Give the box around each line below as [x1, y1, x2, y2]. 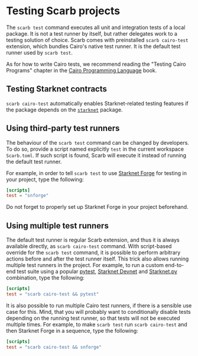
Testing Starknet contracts [6, 84, 108, 94]
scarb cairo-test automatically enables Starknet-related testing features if [6, 100, 189, 107]
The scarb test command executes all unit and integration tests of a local [6, 24, 186, 31]
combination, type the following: [6, 274, 85, 281]
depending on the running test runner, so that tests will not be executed [6, 314, 180, 322]
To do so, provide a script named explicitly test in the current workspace [6, 145, 184, 152]
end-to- [165, 262, 184, 269]
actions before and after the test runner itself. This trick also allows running [6, 255, 189, 262]
